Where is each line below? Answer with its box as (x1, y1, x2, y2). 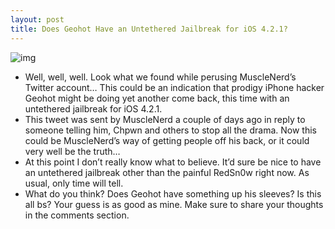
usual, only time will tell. (24, 177, 124, 189)
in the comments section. (24, 209, 130, 221)
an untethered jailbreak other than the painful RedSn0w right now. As (24, 166, 310, 178)
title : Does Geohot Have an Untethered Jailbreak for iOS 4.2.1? (10, 24, 288, 34)
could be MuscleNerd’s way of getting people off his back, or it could (24, 134, 310, 146)
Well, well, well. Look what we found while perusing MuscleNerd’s (24, 71, 297, 83)
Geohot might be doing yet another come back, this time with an (24, 92, 290, 104)
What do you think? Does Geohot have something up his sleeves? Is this (24, 187, 322, 200)
